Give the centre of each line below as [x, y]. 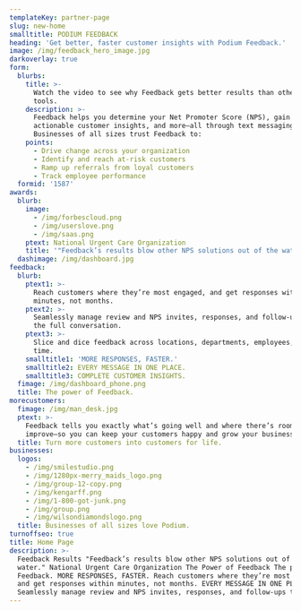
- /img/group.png [58, 509]
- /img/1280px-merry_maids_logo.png [94, 476]
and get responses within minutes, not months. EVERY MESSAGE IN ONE [150, 584]
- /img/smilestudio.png [70, 468]
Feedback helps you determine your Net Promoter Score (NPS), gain [162, 117]
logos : [30, 459]
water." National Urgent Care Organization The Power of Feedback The [152, 567]
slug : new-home [38, 26]
